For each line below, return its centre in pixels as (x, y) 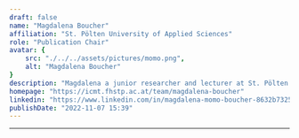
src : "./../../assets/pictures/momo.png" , (105, 58)
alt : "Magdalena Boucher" (73, 67)
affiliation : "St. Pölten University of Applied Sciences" (121, 34)
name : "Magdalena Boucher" (59, 26)
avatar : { (28, 50)
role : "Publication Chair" (59, 42)
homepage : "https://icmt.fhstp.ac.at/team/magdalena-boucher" (127, 91)
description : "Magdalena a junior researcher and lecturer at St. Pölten (149, 83)
